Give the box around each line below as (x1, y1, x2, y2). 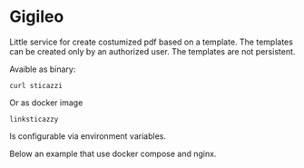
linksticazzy (9, 114, 59, 124)
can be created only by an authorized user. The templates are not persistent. (9, 45, 296, 56)
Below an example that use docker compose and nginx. (9, 148, 217, 159)
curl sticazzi (9, 81, 64, 90)
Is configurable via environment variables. (9, 130, 166, 142)
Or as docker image (9, 97, 83, 108)
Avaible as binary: (9, 64, 76, 74)
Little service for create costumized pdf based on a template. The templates (9, 36, 293, 47)
